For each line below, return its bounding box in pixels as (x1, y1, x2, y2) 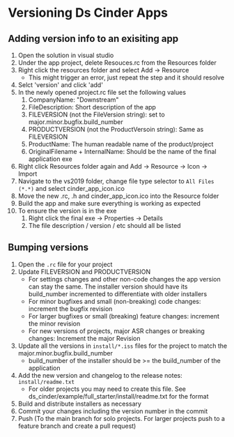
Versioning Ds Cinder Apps (8, 5, 169, 21)
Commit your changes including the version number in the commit (17, 406, 208, 415)
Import (17, 169, 38, 178)
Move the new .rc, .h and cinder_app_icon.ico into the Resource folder (17, 192, 219, 200)
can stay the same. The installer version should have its (28, 282, 188, 291)
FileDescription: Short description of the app (28, 103, 156, 111)
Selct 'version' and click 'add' (17, 81, 104, 89)
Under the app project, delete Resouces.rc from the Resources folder (17, 59, 217, 67)
